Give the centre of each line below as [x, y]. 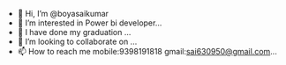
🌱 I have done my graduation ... [74, 32]
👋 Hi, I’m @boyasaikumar [63, 14]
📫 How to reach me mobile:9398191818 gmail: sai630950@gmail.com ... [147, 51]
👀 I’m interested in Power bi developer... [90, 23]
